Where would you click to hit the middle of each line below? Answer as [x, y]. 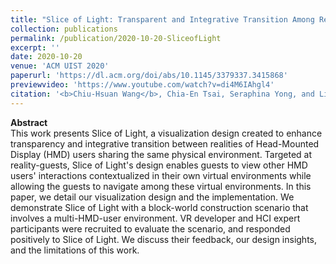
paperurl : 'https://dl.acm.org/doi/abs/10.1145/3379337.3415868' [149, 76]
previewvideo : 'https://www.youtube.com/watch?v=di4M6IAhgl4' [142, 85]
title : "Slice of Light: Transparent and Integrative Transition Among [162, 19]
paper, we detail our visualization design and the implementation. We [152, 197]
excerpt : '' [35, 47]
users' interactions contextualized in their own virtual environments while [161, 175]
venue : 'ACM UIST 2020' [60, 66]
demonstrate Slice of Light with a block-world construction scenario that [159, 207]
